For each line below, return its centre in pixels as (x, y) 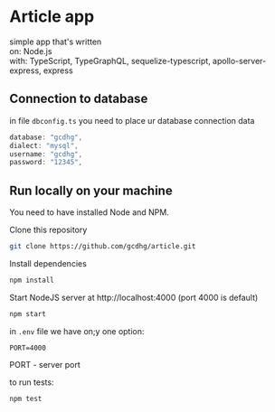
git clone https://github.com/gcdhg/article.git (103, 247)
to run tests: (32, 382)
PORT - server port (45, 364)
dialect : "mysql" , (44, 145)
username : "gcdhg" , (46, 154)
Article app (52, 17)
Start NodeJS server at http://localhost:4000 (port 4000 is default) (134, 297)
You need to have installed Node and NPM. (89, 212)
